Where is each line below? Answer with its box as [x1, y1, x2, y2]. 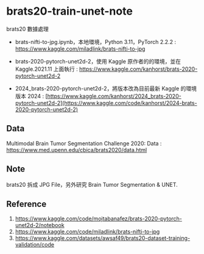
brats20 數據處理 [6, 25, 49, 32]
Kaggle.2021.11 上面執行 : [15, 65, 78, 73]
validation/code [15, 241, 55, 249]
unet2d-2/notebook [15, 222, 65, 229]
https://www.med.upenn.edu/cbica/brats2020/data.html [6, 146, 147, 153]
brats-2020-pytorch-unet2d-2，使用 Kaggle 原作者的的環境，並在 [15, 57, 181, 65]
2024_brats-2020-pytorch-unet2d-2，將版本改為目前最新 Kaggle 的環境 [15, 84, 197, 92]
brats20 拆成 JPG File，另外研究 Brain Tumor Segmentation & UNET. [6, 181, 178, 188]
